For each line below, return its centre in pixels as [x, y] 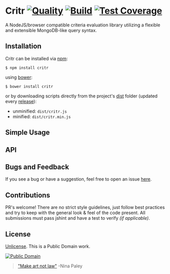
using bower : [19, 77]
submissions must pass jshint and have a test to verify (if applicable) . [78, 218]
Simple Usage [28, 133]
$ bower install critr [29, 86]
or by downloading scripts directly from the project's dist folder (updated [81, 96]
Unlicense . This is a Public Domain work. [48, 246]
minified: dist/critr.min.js [42, 116]
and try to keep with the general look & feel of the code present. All [75, 213]
